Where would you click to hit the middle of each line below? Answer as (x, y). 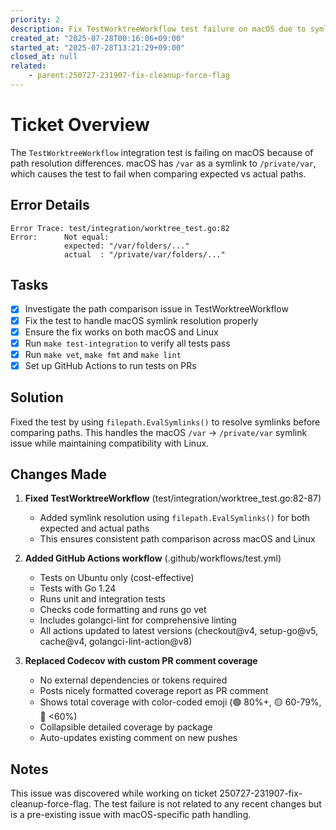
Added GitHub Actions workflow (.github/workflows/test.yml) (153, 558)
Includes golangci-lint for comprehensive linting (138, 620)
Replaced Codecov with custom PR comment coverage (141, 661)
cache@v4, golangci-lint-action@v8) (116, 642)
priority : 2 (35, 19)
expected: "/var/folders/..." (126, 246)
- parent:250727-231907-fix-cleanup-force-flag (129, 76)
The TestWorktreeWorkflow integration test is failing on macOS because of (162, 152)
